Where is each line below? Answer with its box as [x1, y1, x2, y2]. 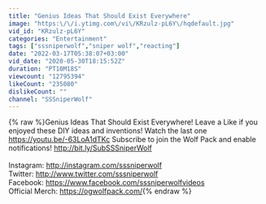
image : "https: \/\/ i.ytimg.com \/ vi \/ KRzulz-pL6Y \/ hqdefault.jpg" [8, 20, 234, 28]
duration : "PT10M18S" [8, 65, 82, 73]
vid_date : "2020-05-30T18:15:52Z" [8, 58, 126, 66]
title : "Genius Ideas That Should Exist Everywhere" [8, 11, 191, 20]
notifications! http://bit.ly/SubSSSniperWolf [8, 143, 152, 153]
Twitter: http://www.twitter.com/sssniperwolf [8, 169, 159, 179]
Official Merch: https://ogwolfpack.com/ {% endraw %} [8, 186, 193, 196]
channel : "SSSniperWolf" [8, 95, 93, 103]
